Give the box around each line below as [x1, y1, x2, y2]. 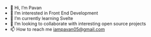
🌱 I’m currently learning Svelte [10, 15, 73, 21]
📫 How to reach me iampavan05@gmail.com [10, 26, 105, 32]
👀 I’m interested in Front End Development [10, 10, 98, 16]
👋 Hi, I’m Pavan [10, 5, 42, 10]
